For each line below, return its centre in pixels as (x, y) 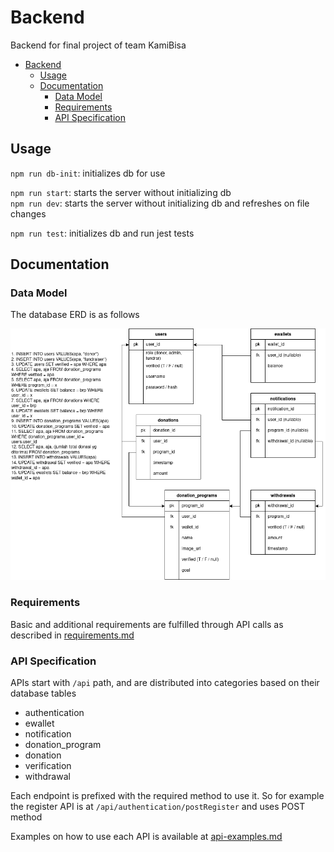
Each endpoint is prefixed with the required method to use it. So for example (167, 795)
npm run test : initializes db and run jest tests (102, 233)
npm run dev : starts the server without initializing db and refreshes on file (160, 203)
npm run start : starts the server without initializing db (121, 192)
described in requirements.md (72, 635)
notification (48, 733)
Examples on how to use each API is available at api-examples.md (146, 836)
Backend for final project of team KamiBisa (98, 45)
